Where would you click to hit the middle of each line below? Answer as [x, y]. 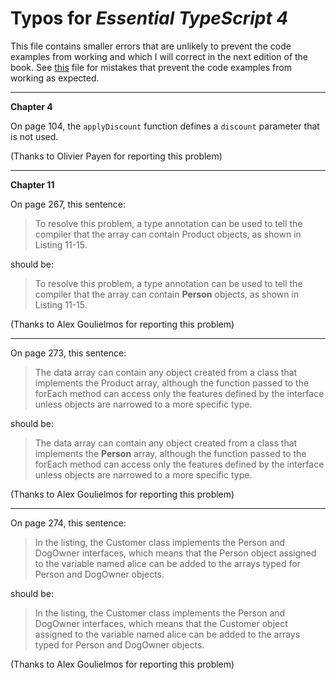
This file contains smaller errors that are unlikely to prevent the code [151, 46]
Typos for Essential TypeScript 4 [149, 18]
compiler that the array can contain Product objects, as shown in [168, 234]
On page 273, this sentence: [68, 353]
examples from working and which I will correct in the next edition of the [159, 56]
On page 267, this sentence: [68, 204]
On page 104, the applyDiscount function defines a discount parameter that [165, 126]
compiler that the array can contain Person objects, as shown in [167, 294]
